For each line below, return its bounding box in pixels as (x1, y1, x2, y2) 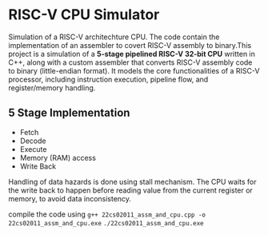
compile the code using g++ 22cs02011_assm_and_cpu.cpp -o (8, 209, 206, 219)
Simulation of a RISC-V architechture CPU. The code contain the (8, 32, 220, 42)
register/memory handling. (8, 82, 96, 93)
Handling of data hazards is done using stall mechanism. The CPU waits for (8, 177, 257, 186)
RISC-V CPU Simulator (8, 6, 160, 24)
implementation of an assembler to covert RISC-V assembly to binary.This (8, 40, 252, 50)
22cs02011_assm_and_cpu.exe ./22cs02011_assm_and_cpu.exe (8, 219, 204, 227)
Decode (19, 136, 46, 145)
